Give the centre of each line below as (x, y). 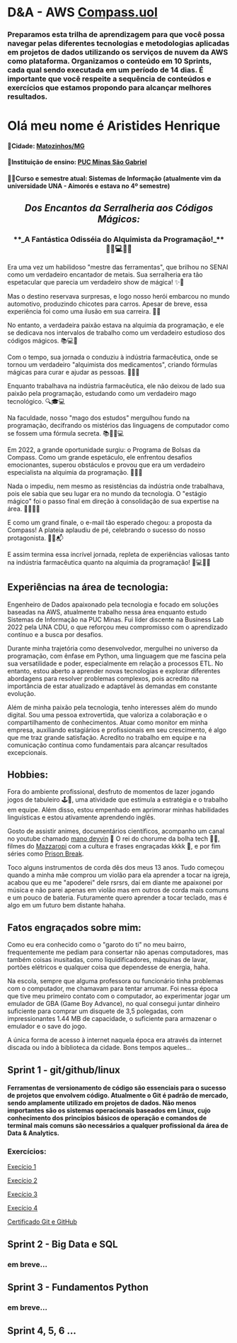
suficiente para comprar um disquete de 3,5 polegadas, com (96, 1011)
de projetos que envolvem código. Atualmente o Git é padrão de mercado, (118, 1095)
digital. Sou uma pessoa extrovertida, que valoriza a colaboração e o (107, 714)
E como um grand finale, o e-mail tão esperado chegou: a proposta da (110, 522)
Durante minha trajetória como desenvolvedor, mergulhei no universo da (113, 648)
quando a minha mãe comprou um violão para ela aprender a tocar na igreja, (119, 875)
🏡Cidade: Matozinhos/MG (46, 145)
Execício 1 (22, 1167)
